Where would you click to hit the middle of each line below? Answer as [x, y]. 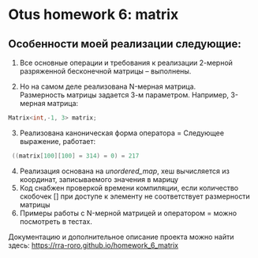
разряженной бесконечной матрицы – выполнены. [105, 71]
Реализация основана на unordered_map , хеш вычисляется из [125, 171]
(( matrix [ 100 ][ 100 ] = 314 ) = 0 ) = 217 [75, 156]
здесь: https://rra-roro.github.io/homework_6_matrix [93, 245]
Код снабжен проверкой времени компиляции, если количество [129, 188]
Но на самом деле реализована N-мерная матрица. [108, 86]
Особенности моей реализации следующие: [125, 44]
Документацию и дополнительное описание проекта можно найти [121, 237]
